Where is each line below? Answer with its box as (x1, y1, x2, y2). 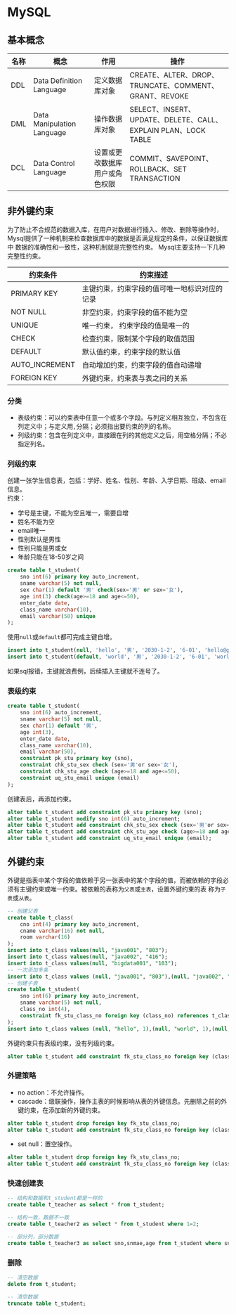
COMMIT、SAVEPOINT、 (129, 154, 213, 163)
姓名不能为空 (17, 517, 55, 526)
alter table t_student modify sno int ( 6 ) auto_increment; (7, 815, 181, 823)
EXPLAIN (129, 126, 159, 135)
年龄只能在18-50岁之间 (17, 553, 84, 561)
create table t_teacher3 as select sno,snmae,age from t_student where (7, 1239, 221, 1247)
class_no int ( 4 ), (20, 1006, 71, 1013)
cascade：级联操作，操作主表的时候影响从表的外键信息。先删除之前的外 (17, 1097, 227, 1105)
